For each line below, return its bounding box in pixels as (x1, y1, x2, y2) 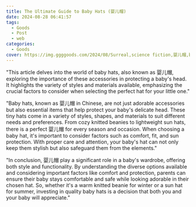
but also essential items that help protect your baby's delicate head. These (6, 106, 185, 113)
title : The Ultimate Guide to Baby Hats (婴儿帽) (6, 8, 127, 15)
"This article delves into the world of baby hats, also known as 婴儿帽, (6, 68, 174, 76)
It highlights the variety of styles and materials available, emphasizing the (6, 81, 183, 88)
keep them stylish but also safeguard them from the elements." (6, 144, 157, 152)
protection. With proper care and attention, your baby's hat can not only (6, 138, 179, 145)
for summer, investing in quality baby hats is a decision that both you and (6, 188, 182, 195)
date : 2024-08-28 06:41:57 (6, 14, 72, 20)
